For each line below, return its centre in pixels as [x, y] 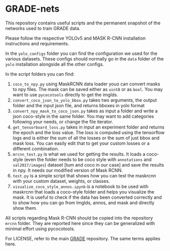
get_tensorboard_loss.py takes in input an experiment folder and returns [89, 127]
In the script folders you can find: [40, 74]
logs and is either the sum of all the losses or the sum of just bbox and [86, 138]
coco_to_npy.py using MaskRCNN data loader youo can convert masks [86, 84]
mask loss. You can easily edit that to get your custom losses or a [81, 143]
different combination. [36, 148]
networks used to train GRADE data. [43, 28]
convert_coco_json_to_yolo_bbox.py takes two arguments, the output [85, 100]
